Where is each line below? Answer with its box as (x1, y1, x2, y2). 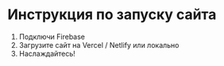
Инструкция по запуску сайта (7, 6, 217, 24)
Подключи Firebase (18, 32, 85, 41)
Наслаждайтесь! (18, 49, 76, 58)
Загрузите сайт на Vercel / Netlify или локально (18, 40, 180, 49)
